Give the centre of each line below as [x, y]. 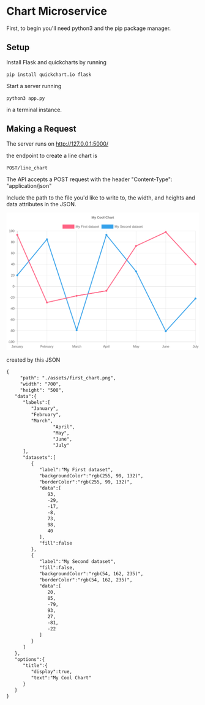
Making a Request [41, 129]
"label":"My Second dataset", [77, 562]
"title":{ [35, 666]
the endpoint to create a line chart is [52, 155]
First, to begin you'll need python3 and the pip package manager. [89, 28]
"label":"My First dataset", [76, 470]
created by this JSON [33, 360]
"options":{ [30, 660]
